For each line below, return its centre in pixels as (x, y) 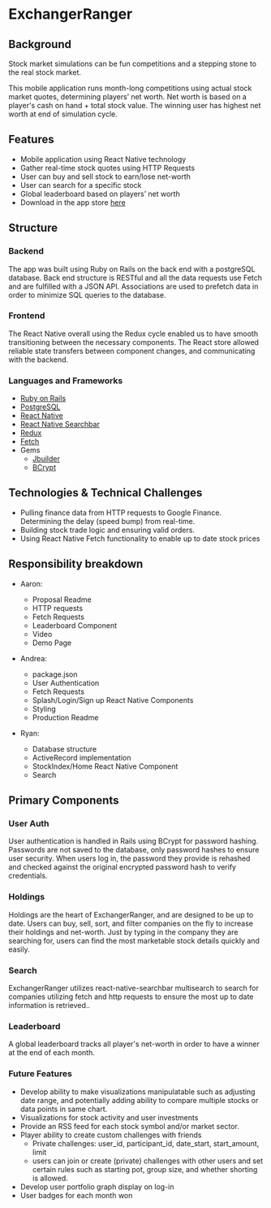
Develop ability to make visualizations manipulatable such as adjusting (138, 1092)
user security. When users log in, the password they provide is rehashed (129, 858)
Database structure (65, 748)
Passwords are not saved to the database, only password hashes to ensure (134, 850)
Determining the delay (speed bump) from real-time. (108, 521)
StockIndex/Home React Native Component (105, 766)
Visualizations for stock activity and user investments (109, 1117)
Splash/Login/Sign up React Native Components (113, 700)
